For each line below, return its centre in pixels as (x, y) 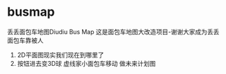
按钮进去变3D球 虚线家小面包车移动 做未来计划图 (86, 63)
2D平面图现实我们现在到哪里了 (61, 55)
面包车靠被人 (25, 40)
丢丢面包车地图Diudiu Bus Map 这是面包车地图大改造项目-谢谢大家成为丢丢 (113, 32)
